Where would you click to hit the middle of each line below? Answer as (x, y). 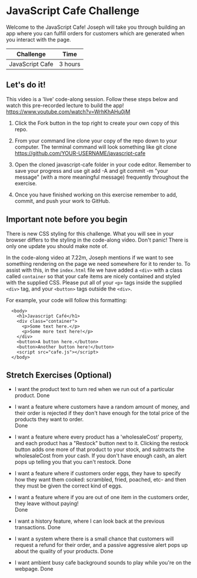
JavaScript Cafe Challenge (73, 11)
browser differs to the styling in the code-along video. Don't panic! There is (97, 240)
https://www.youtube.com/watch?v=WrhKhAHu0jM (68, 111)
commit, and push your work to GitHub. (62, 201)
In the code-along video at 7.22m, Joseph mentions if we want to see (90, 258)
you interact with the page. (39, 39)
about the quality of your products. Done (64, 552)
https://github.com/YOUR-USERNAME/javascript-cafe (80, 153)
